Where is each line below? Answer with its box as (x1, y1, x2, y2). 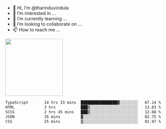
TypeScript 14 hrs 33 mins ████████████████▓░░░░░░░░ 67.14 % (5, 100, 161, 105)
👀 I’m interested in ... (12, 10, 56, 16)
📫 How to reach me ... (12, 27, 60, 33)
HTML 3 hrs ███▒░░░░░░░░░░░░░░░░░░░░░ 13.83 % (5, 105, 161, 110)
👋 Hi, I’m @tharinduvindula (12, 5, 69, 11)
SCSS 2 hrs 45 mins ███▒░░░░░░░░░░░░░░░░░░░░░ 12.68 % (5, 109, 161, 114)
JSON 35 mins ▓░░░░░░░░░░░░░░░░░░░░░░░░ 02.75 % (5, 114, 161, 119)
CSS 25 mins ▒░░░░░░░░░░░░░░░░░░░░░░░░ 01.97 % (5, 119, 161, 124)
